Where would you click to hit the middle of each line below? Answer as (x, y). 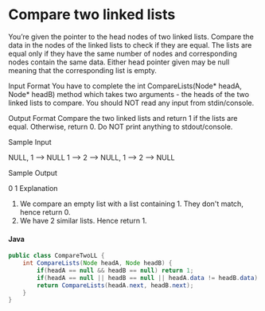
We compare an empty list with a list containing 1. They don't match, (132, 204)
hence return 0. (45, 212)
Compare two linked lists (92, 15)
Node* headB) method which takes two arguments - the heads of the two (129, 94)
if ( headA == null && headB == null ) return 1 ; (115, 270)
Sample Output (33, 173)
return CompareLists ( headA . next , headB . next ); (115, 285)
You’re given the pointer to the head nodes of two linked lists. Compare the (131, 37)
